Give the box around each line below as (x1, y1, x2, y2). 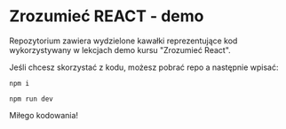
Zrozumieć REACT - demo (9, 6, 204, 27)
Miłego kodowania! (9, 110, 78, 120)
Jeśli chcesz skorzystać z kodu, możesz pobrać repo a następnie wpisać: (9, 62, 279, 72)
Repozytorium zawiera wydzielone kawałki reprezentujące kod (9, 35, 238, 46)
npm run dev (9, 95, 53, 103)
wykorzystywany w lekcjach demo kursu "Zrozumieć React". (9, 44, 231, 55)
